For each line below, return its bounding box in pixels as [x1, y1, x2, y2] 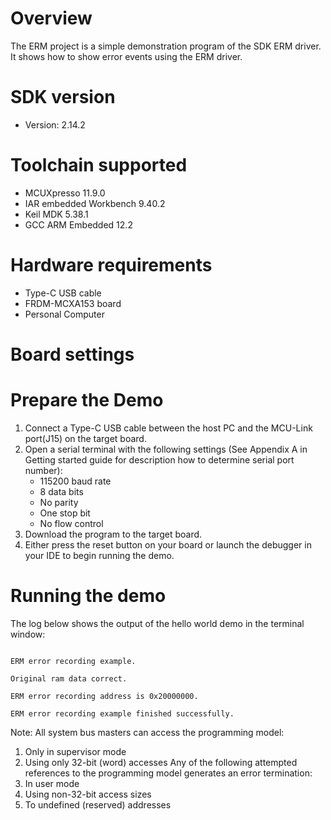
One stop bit [39, 507, 91, 519]
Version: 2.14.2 [24, 118, 86, 131]
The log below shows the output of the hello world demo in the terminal [10, 617, 305, 629]
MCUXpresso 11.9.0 [24, 187, 106, 199]
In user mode [24, 777, 80, 789]
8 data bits [39, 485, 84, 497]
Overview [10, 7, 93, 30]
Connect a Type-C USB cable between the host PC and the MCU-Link [24, 422, 313, 434]
